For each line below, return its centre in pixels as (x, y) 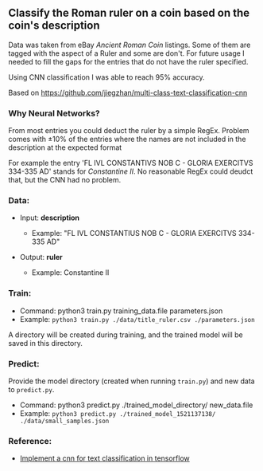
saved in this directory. (46, 343)
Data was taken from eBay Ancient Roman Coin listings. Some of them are (130, 45)
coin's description (54, 26)
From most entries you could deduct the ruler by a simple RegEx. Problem (129, 131)
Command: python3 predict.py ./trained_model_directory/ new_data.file (136, 405)
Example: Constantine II (70, 273)
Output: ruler (41, 257)
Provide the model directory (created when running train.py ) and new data (132, 381)
